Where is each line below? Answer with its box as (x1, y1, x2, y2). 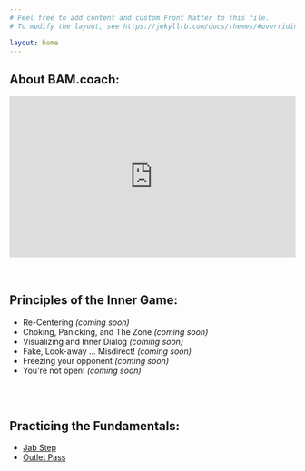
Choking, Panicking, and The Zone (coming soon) (22, 326, 209, 337)
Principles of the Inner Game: (9, 292, 179, 309)
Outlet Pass (22, 452, 66, 463)
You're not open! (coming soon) (22, 365, 143, 376)
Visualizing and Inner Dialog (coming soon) (22, 336, 184, 347)
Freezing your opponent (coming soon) (22, 355, 170, 366)
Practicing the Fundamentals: (9, 418, 180, 434)
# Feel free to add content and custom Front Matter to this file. (9, 13, 271, 23)
